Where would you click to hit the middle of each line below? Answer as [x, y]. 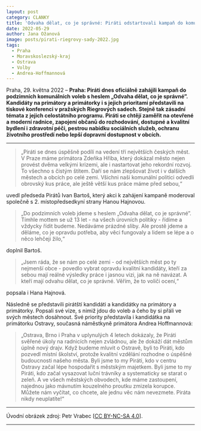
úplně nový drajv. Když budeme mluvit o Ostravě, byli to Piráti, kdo [103, 348]
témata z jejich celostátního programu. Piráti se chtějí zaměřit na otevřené [100, 116]
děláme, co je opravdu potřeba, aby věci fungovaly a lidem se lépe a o [107, 233]
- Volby [21, 67]
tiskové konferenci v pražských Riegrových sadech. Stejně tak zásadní [96, 109]
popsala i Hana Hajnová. [36, 293]
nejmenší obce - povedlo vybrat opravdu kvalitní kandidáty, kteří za [104, 269]
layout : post [22, 12]
